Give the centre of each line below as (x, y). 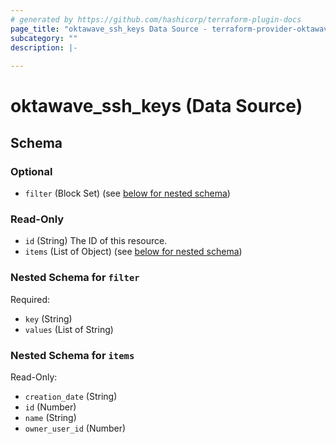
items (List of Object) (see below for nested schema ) (133, 252)
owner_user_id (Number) (75, 428)
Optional (31, 171)
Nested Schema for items (72, 355)
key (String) (48, 318)
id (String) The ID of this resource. (96, 241)
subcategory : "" (44, 38)
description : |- (44, 47)
